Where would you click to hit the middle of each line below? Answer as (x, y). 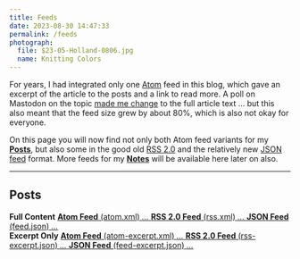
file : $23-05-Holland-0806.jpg (75, 51)
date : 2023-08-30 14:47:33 (59, 26)
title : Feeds (33, 17)
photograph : (31, 42)
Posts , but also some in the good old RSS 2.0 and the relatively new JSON (146, 149)
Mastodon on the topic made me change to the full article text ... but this (142, 103)
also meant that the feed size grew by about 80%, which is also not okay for (149, 113)
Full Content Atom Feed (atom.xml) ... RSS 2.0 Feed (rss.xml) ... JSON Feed (149, 216)
